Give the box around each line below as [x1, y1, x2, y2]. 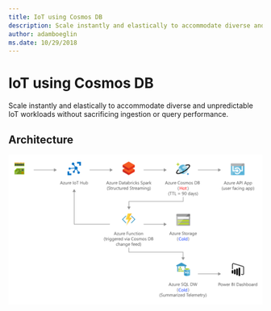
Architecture [8, 133, 74, 147]
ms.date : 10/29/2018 [8, 39, 78, 47]
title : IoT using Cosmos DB [8, 13, 103, 21]
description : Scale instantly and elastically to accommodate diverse [8, 21, 251, 30]
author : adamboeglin [8, 30, 78, 38]
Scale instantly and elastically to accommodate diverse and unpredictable [8, 101, 254, 110]
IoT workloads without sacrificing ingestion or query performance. [8, 110, 228, 119]
